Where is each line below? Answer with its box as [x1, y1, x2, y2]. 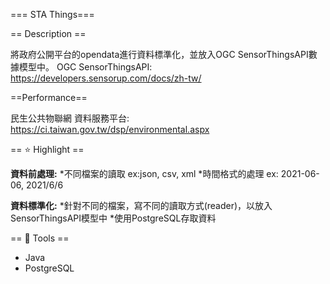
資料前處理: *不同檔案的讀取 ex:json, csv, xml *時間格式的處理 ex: [10, 168, 279, 179]
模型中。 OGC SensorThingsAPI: [18, 61, 153, 73]
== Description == [10, 28, 87, 39]
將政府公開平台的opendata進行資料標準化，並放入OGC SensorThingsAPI [10, 49, 309, 60]
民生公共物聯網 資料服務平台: [10, 112, 130, 124]
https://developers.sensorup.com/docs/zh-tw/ [10, 72, 202, 84]
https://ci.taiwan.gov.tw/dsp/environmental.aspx [10, 124, 210, 135]
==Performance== [10, 92, 88, 103]
